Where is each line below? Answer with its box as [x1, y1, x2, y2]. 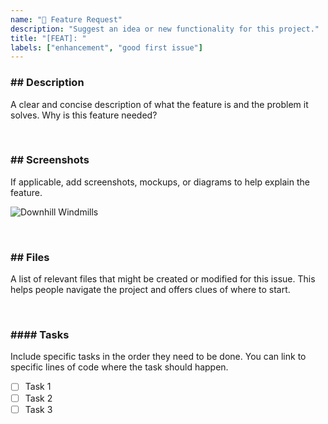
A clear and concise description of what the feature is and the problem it [10, 98, 309, 110]
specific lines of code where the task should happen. [10, 361, 229, 373]
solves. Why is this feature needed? [10, 109, 158, 121]
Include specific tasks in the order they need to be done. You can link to [10, 351, 307, 363]
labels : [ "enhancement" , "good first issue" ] [10, 42, 203, 53]
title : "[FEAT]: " [10, 33, 87, 43]
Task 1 [24, 381, 52, 393]
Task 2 [24, 392, 53, 404]
